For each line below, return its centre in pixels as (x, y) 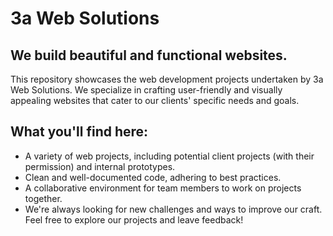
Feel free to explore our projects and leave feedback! (134, 219)
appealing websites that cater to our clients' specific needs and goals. (155, 100)
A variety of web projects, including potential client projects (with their (169, 156)
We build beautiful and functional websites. (149, 55)
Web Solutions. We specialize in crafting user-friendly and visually (146, 90)
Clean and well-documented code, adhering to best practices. (153, 177)
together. (43, 198)
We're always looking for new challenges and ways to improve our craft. (173, 209)
